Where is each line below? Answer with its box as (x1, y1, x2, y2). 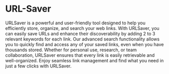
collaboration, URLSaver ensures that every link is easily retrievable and (5, 52, 155, 58)
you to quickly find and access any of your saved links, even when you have (5, 41, 164, 47)
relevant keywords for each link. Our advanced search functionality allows (5, 36, 160, 42)
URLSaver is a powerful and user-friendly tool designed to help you (5, 20, 146, 26)
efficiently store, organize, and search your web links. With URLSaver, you (5, 25, 159, 31)
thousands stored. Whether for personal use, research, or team (5, 47, 137, 53)
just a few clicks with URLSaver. (5, 63, 72, 69)
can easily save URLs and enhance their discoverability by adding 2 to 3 (5, 30, 155, 36)
